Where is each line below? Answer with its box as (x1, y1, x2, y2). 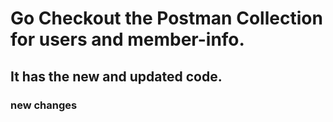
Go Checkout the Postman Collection (10, 7, 323, 30)
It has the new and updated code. (10, 68, 223, 85)
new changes (10, 98, 78, 112)
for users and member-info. (10, 28, 245, 51)
